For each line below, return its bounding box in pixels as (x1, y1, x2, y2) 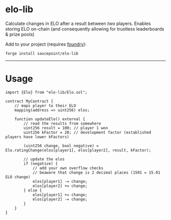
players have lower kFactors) (5, 134, 70, 140)
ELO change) (5, 174, 31, 179)
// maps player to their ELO (14, 103, 76, 108)
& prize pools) (5, 31, 35, 37)
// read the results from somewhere (23, 121, 101, 126)
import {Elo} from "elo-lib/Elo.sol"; (5, 90, 88, 95)
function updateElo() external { (14, 116, 85, 122)
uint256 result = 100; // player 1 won (23, 125, 108, 130)
